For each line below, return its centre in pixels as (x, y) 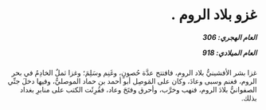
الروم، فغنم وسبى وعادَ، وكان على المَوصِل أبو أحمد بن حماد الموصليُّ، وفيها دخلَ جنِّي (132, 81)
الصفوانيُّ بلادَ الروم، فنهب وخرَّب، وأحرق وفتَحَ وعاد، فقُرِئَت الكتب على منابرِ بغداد (139, 90)
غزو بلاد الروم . (214, 15)
